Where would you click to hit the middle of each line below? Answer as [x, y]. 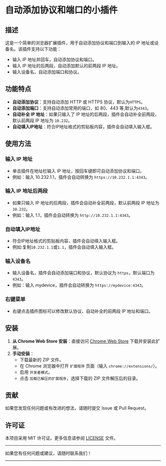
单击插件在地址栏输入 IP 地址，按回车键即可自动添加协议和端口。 [78, 171]
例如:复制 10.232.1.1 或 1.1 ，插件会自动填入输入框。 [64, 247]
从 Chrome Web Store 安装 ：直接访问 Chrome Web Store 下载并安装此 [84, 341]
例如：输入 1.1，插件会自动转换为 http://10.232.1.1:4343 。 [73, 215]
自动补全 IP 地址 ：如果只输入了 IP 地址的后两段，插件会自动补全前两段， [86, 114]
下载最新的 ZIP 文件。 [41, 360]
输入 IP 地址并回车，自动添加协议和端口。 [55, 59]
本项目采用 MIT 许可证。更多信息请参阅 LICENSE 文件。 [62, 438]
